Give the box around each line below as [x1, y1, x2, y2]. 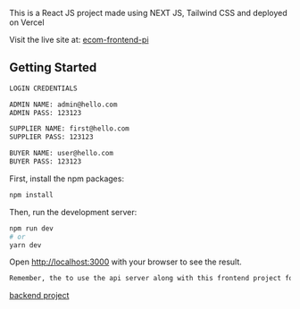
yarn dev [9, 240, 42, 249]
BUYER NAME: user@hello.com [9, 149, 114, 158]
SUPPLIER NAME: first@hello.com [9, 124, 129, 133]
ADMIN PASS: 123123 [9, 108, 82, 117]
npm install [9, 190, 54, 199]
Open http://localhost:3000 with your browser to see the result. [9, 256, 243, 267]
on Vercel [9, 17, 45, 28]
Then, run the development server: [9, 206, 137, 217]
